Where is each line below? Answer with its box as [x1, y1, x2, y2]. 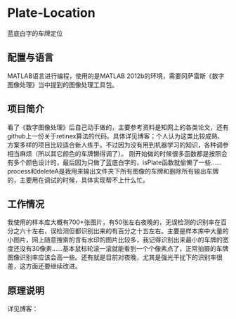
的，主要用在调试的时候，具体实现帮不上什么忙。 [7, 176, 149, 184]
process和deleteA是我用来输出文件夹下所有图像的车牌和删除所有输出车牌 [7, 167, 219, 175]
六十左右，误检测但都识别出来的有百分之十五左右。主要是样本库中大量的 [19, 227, 229, 235]
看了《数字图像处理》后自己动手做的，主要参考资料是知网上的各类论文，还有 [7, 123, 229, 131]
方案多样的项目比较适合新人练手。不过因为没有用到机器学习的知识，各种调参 [7, 141, 229, 149]
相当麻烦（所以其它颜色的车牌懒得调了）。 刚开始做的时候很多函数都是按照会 [7, 149, 228, 157]
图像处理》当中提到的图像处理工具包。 [7, 80, 118, 89]
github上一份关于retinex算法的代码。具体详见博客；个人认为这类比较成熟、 [7, 131, 224, 140]
